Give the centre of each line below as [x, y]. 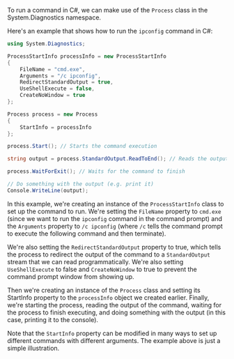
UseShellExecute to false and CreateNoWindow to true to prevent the [102, 269]
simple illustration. [33, 348]
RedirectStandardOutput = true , [67, 82]
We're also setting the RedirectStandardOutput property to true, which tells [114, 247]
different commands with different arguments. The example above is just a [114, 340]
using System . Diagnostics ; [46, 44]
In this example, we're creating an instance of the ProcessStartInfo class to [116, 204]
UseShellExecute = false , [57, 89]
